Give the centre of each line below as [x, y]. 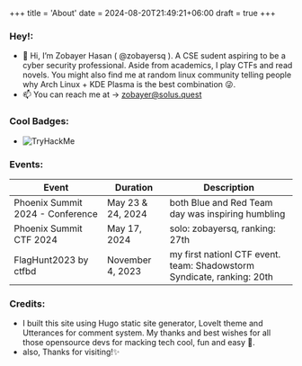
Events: [26, 164]
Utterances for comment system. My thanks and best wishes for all [147, 333]
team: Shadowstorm [212, 265]
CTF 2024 [36, 239]
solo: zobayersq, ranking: [222, 228]
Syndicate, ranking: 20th [222, 276]
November [129, 260]
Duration [134, 187]
